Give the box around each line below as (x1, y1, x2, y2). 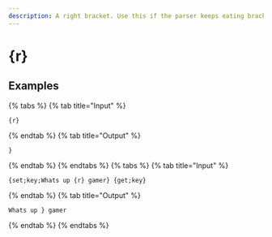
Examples (8, 79, 59, 93)
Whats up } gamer (8, 206, 67, 214)
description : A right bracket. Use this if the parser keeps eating (8, 11, 244, 20)
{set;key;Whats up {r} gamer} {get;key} (8, 176, 147, 184)
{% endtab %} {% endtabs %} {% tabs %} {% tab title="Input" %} (8, 160, 229, 170)
